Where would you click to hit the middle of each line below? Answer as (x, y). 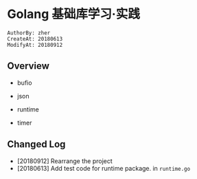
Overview (28, 66)
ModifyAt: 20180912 (35, 45)
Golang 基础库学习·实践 (74, 14)
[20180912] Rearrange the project (65, 161)
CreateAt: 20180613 (35, 39)
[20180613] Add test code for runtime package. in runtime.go (104, 168)
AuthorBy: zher (29, 33)
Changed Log (36, 144)
